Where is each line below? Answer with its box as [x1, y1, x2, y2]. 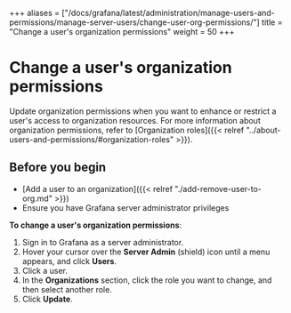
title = [261, 17, 283, 28]
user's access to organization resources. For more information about [9, 115, 261, 125]
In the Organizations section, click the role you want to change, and [21, 275, 272, 285]
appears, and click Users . [21, 255, 117, 266]
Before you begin [9, 160, 107, 175]
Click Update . [21, 293, 73, 304]
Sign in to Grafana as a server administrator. [21, 237, 184, 247]
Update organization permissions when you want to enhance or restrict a [9, 106, 277, 116]
